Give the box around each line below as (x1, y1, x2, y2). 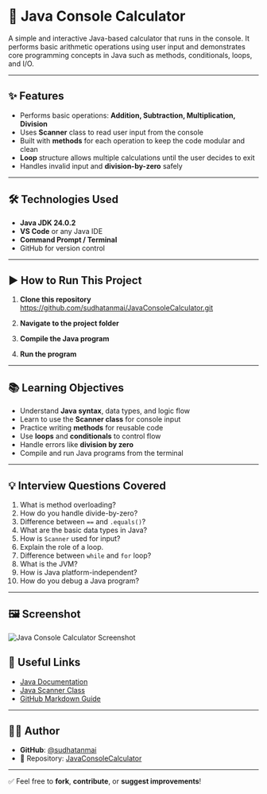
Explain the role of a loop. (19, 543, 104, 551)
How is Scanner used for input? (19, 534, 121, 543)
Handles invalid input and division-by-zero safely (19, 161, 183, 170)
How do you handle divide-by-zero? (19, 508, 138, 518)
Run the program (19, 349, 77, 359)
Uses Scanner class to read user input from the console (19, 127, 204, 137)
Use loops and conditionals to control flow (19, 431, 161, 441)
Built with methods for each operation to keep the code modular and (19, 135, 245, 146)
